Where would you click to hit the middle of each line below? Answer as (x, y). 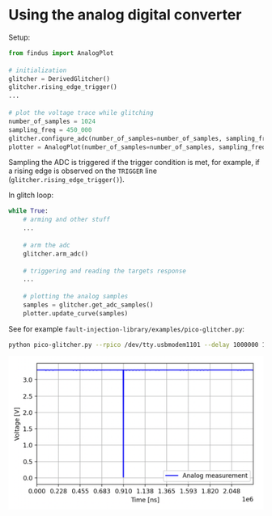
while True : (28, 211)
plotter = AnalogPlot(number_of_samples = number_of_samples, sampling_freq (137, 147)
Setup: (19, 37)
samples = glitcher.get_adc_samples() (88, 305)
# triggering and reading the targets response (104, 271)
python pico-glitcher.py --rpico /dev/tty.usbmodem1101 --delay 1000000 (134, 345)
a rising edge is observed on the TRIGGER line (83, 171)
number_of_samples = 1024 (52, 121)
